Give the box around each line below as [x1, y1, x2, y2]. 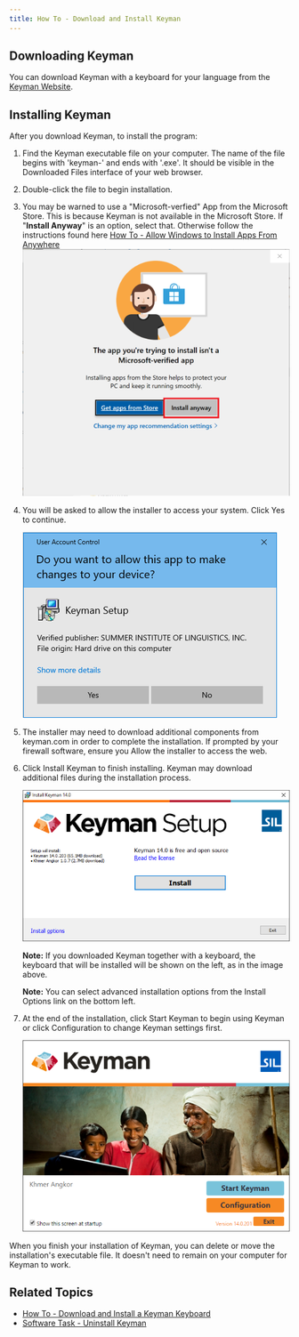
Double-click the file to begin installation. [21, 184, 174, 195]
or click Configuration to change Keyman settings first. [21, 1023, 222, 1034]
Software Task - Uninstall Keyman [21, 1317, 147, 1329]
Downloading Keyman [9, 49, 134, 64]
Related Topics [9, 1285, 93, 1301]
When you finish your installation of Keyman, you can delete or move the [9, 1240, 276, 1251]
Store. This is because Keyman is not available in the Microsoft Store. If [21, 211, 283, 221]
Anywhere [21, 239, 61, 250]
